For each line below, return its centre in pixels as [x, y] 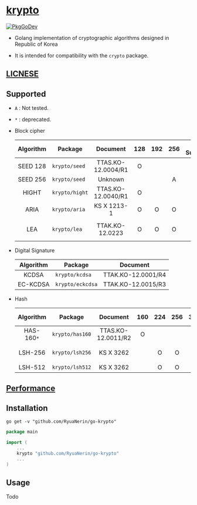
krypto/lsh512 [72, 367]
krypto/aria [69, 210]
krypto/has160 [72, 334]
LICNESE [23, 74]
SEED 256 [32, 180]
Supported [26, 94]
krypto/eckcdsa [77, 285]
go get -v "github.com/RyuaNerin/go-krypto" [61, 422]
